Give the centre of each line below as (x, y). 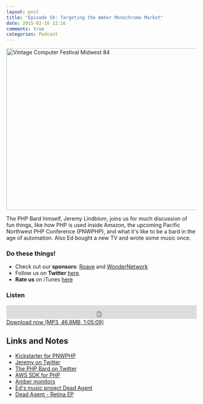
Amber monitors (35, 381)
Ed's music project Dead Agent (53, 388)
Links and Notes (37, 341)
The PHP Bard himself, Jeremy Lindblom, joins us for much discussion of (97, 219)
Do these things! (31, 253)
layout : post (23, 12)
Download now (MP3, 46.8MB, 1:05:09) (55, 322)
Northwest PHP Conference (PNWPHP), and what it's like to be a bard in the (101, 232)
